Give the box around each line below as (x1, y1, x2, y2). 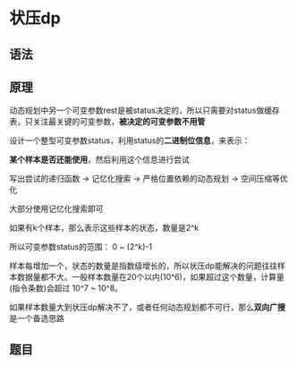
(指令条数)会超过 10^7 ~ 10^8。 (9, 283, 123, 293)
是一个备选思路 (9, 313, 64, 324)
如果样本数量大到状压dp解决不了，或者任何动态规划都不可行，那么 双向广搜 (9, 301, 286, 313)
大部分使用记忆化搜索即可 (9, 203, 104, 215)
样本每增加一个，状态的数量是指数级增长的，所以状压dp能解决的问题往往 (9, 260, 278, 271)
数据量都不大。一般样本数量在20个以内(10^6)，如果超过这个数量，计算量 (16, 272, 284, 283)
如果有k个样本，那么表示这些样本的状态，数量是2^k (9, 223, 199, 233)
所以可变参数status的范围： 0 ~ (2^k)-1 (9, 242, 153, 252)
